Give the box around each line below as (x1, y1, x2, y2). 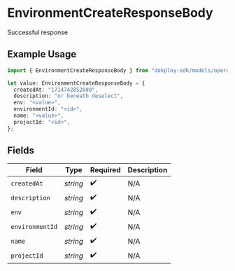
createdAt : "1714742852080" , (13, 86, 99, 93)
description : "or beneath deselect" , (13, 92, 124, 99)
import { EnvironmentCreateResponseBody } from (7, 67, 149, 74)
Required (90, 165, 121, 175)
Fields (7, 145, 35, 157)
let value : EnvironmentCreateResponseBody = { (7, 79, 145, 87)
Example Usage (7, 48, 77, 60)
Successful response (7, 28, 69, 36)
